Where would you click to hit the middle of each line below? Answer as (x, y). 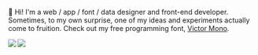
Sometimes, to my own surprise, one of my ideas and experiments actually (129, 20)
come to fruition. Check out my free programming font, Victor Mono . (119, 28)
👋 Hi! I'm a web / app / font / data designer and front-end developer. (118, 12)
